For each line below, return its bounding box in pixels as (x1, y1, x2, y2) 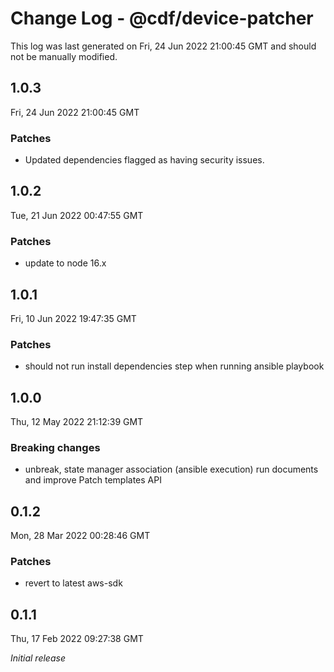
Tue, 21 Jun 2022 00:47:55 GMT (10, 209, 144, 221)
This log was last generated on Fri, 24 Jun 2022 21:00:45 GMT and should (10, 40, 317, 52)
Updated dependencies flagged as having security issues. (24, 154, 265, 166)
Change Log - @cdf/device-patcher (10, 7, 314, 30)
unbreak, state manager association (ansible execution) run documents (24, 463, 319, 476)
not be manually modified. (10, 50, 118, 62)
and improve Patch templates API (24, 474, 162, 486)
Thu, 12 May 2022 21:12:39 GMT (10, 416, 144, 428)
